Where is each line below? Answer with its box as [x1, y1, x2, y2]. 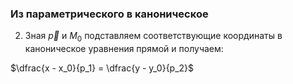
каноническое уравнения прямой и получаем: [24, 43, 224, 55]
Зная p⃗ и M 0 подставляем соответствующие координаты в [24, 30, 283, 44]
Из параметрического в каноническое [10, 7, 209, 21]
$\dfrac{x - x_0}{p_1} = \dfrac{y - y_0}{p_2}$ [10, 62, 195, 74]
